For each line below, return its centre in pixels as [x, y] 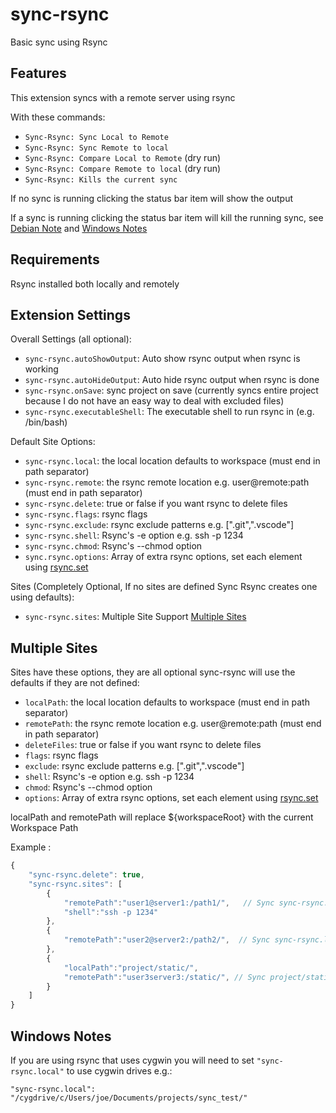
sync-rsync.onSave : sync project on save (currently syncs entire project [171, 390]
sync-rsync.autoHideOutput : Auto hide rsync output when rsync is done [172, 380]
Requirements [55, 259]
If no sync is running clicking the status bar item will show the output [152, 198]
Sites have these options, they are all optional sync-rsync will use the [153, 672]
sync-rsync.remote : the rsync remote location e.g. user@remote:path [167, 482]
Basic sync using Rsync [59, 42]
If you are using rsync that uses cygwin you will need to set [132, 1060]
